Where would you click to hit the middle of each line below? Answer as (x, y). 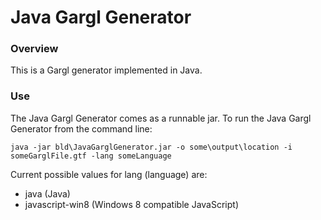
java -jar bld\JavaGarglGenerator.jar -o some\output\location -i (151, 147)
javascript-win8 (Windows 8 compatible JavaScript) (131, 204)
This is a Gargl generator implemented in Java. (106, 70)
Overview (34, 49)
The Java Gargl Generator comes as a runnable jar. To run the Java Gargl (161, 118)
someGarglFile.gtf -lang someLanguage (91, 156)
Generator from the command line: (81, 128)
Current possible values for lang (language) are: (109, 174)
